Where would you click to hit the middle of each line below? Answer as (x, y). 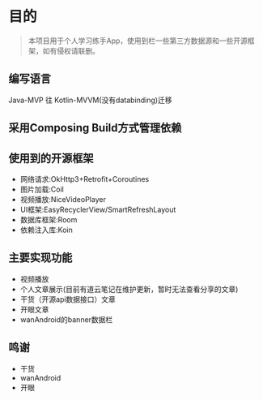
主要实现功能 (40, 258)
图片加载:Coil (42, 189)
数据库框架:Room (49, 219)
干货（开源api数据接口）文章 (68, 299)
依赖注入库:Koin (46, 230)
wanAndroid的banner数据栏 (66, 319)
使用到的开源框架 (51, 158)
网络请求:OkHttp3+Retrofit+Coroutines (85, 178)
